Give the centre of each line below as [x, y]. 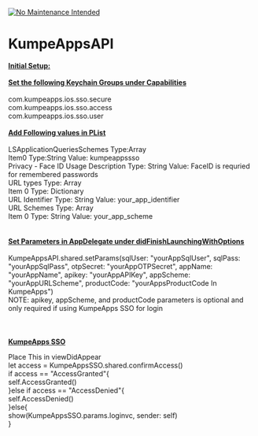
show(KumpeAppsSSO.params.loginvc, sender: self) [93, 415]
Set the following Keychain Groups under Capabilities [98, 82]
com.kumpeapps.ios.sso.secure [60, 99]
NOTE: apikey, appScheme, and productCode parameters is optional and [126, 300]
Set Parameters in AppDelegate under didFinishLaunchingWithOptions [126, 241]
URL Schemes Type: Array [51, 208]
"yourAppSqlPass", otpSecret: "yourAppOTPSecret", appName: [111, 266]
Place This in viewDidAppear [55, 357]
